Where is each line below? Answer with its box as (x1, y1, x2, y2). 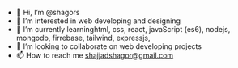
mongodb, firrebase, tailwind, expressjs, (15, 33, 151, 42)
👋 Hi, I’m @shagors (15, 8, 80, 17)
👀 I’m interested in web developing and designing (15, 16, 181, 26)
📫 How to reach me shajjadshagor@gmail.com (15, 50, 174, 60)
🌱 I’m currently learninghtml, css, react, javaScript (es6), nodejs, (15, 25, 231, 34)
